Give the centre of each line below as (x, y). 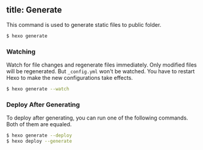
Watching (21, 51)
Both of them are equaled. (39, 124)
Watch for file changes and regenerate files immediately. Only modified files (101, 65)
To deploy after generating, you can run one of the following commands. (97, 118)
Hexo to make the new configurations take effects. (69, 77)
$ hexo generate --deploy (39, 136)
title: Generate (34, 10)
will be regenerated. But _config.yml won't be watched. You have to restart (101, 71)
